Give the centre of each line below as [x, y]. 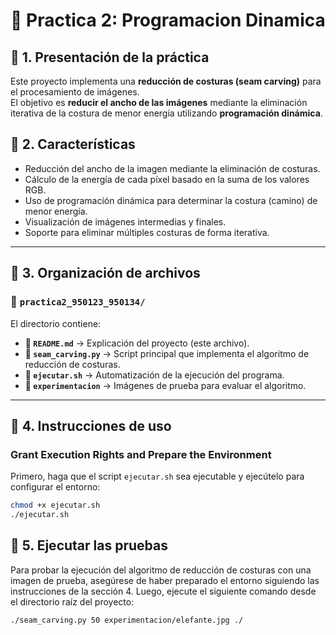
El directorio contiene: [56, 323]
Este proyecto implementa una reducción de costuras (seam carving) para [166, 81]
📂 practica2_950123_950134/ [78, 302]
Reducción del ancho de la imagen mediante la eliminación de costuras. [172, 168]
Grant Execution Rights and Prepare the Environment [141, 454]
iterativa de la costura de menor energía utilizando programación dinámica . [166, 113]
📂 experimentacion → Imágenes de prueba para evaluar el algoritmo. [165, 385]
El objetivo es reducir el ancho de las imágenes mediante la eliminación [159, 102]
